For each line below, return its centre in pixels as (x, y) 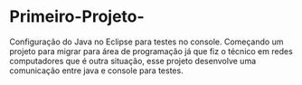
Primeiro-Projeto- (77, 17)
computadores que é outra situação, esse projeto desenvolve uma (133, 61)
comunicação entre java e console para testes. (96, 71)
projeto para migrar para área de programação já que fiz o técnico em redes (151, 51)
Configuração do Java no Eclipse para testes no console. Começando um (146, 42)
